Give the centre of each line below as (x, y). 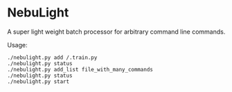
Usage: (17, 45)
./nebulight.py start (38, 81)
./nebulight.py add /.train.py (52, 57)
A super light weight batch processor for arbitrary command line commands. (116, 32)
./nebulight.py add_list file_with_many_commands (80, 69)
